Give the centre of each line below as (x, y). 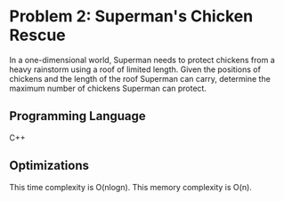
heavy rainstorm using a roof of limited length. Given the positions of (135, 69)
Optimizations (49, 166)
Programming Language (78, 116)
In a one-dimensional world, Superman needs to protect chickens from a (142, 60)
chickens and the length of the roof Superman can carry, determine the (140, 78)
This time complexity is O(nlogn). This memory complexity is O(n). (130, 187)
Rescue (37, 35)
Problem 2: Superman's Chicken (131, 16)
